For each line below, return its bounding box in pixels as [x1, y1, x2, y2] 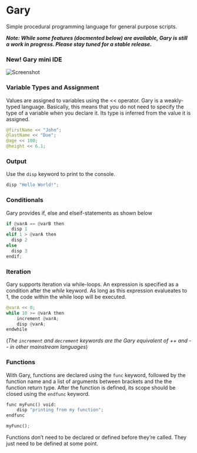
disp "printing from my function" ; [16, 407, 104, 413]
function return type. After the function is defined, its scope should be [6, 384, 176, 391]
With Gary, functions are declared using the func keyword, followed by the [6, 371, 186, 378]
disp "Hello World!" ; [6, 182, 59, 188]
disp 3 [11, 248, 28, 254]
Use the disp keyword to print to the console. [6, 171, 116, 178]
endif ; [6, 254, 22, 259]
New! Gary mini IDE [6, 55, 62, 64]
